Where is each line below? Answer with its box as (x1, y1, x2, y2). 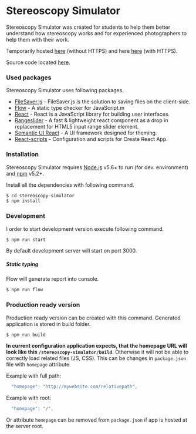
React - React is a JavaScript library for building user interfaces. (14, 110, 170, 118)
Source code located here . (6, 59, 70, 66)
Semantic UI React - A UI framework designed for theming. (14, 129, 157, 136)
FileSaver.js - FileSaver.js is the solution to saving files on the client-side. (14, 98, 191, 105)
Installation (6, 150, 39, 159)
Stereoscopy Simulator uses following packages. (6, 87, 124, 94)
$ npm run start (6, 237, 46, 243)
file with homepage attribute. (6, 361, 72, 368)
